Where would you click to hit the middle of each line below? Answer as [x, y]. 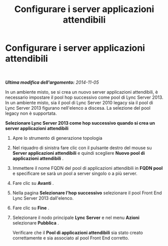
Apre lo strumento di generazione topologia [57, 138]
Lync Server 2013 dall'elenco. [43, 198]
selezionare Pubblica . [36, 223]
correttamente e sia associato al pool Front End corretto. [71, 238]
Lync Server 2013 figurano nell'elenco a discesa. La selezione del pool [78, 108]
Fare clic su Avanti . [33, 183]
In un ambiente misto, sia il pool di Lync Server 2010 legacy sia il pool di [79, 102]
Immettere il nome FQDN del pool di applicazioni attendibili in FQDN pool [88, 168]
